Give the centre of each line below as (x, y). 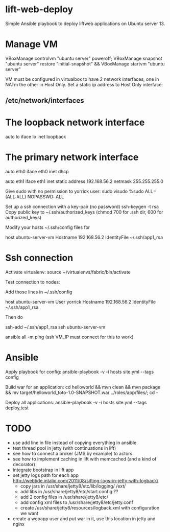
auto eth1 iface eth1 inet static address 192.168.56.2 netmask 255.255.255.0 (84, 181)
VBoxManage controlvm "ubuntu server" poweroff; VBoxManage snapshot (84, 58)
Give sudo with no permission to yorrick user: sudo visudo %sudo (75, 191)
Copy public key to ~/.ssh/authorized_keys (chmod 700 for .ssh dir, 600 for (84, 212)
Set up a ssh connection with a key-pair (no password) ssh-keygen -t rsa (82, 207)
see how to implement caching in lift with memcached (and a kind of (84, 459)
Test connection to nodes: (33, 282)
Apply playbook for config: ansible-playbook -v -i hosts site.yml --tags (80, 372)
